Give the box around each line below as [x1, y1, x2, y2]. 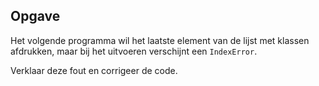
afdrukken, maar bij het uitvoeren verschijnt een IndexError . [10, 45, 258, 57]
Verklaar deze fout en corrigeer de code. [10, 64, 178, 76]
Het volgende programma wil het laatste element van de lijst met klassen [10, 34, 310, 46]
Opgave [10, 8, 61, 25]
